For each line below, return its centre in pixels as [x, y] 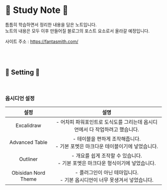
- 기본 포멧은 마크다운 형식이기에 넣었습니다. [107, 163]
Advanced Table [28, 143]
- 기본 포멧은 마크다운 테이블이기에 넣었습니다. [107, 147]
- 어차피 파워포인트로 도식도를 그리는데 [99, 122]
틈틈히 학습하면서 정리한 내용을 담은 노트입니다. [51, 24]
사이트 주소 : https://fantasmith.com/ [42, 41]
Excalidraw [28, 126]
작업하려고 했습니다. [117, 130]
